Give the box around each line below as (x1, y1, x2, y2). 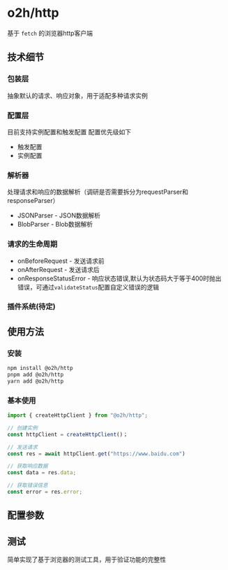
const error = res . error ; (7, 488, 82, 496)
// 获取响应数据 (7, 463, 48, 470)
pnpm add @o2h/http (7, 371, 64, 378)
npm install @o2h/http (7, 365, 73, 372)
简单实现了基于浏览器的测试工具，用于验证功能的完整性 (7, 555, 166, 564)
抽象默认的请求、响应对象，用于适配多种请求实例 (7, 91, 148, 99)
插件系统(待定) (7, 302, 56, 312)
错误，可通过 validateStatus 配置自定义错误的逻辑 (17, 283, 160, 291)
